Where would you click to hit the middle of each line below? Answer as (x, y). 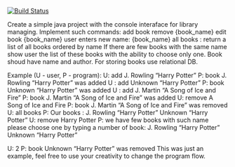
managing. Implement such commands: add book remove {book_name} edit (117, 32)
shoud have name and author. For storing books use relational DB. (103, 62)
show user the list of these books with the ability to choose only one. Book (115, 54)
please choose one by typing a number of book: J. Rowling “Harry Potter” (114, 127)
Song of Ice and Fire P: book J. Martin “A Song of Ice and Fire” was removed (117, 105)
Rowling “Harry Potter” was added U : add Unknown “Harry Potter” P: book (116, 83)
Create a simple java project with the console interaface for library (103, 24)
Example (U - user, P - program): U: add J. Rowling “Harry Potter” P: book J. (117, 75)
